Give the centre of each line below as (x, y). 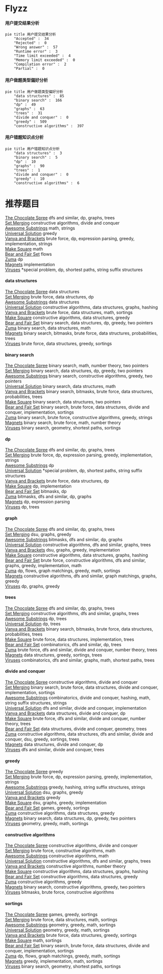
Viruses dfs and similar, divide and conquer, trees (55, 749)
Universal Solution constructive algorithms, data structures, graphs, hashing (81, 307)
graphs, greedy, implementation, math (43, 565)
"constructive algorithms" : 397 (49, 126)
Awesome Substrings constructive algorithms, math (57, 856)
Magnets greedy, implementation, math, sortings (54, 961)
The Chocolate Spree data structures (42, 292)
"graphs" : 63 (29, 109)
